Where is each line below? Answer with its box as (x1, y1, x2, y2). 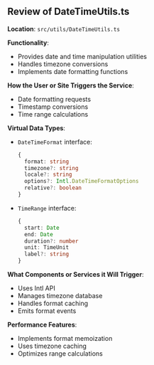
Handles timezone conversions (17, 60, 109, 68)
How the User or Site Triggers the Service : (7, 81, 135, 90)
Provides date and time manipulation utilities (17, 52, 148, 60)
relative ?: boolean (24, 184, 82, 191)
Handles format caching (17, 299, 89, 308)
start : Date (24, 224, 60, 231)
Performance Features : (7, 320, 77, 329)
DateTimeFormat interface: (17, 137, 92, 146)
